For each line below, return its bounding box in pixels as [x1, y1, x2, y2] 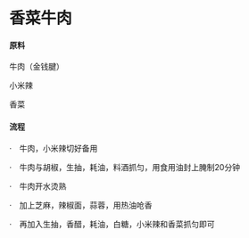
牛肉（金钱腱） [9, 62, 64, 72]
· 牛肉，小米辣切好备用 [9, 143, 98, 153]
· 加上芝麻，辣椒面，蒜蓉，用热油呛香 [9, 200, 154, 210]
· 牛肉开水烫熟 [9, 180, 67, 192]
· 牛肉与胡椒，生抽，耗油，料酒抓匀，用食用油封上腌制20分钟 [9, 161, 241, 172]
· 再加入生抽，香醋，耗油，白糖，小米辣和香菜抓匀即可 [9, 218, 216, 229]
